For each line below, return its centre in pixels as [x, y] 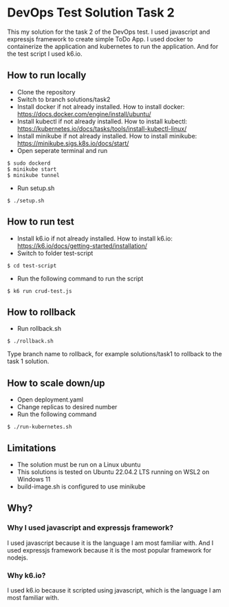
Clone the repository [46, 92]
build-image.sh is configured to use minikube [81, 486]
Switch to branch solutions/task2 [64, 99]
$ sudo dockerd [29, 163]
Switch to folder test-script [55, 253]
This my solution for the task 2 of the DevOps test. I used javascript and [109, 32]
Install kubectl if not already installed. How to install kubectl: [102, 121]
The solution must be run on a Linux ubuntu [79, 464]
